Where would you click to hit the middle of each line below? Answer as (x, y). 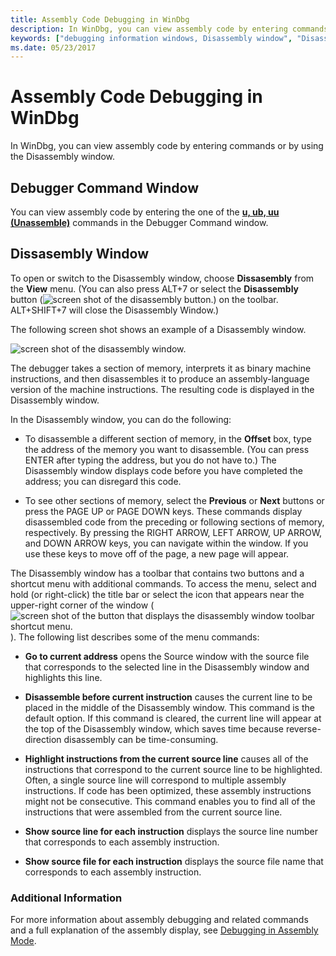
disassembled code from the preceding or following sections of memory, (174, 522)
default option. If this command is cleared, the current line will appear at (173, 718)
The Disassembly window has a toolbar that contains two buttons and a (157, 573)
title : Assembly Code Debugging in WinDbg (100, 19)
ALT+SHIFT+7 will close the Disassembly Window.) (115, 310)
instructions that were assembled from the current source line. (153, 812)
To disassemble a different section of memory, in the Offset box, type (168, 438)
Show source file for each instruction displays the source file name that (174, 861)
